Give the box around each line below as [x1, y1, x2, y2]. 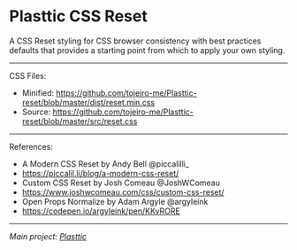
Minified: [21, 87, 55, 98]
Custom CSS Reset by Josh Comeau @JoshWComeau [21, 177, 221, 188]
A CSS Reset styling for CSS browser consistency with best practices [9, 35, 262, 46]
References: [9, 141, 53, 152]
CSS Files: [9, 70, 47, 81]
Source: [21, 106, 51, 117]
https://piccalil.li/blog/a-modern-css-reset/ [21, 168, 179, 178]
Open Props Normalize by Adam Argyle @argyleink [21, 196, 209, 207]
